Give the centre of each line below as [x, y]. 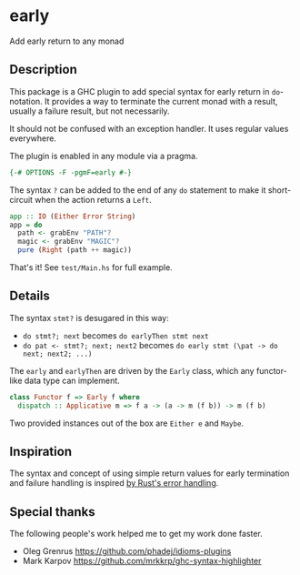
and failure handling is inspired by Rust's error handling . [114, 483]
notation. [26, 101]
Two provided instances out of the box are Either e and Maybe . [126, 423]
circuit [21, 199]
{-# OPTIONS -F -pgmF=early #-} [70, 172]
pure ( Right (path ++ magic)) [75, 250]
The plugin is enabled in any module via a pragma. [104, 156]
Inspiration [41, 451]
